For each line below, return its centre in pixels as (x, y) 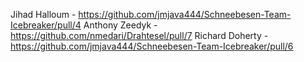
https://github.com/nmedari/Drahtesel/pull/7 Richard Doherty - (139, 35)
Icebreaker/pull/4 (46, 25)
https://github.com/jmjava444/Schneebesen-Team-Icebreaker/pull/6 (152, 46)
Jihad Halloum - (43, 14)
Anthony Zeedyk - (120, 25)
